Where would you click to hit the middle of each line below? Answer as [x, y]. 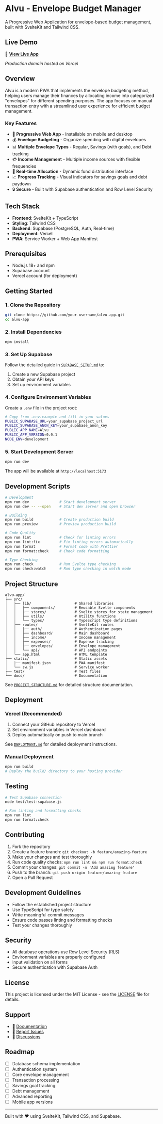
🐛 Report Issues [28, 1031]
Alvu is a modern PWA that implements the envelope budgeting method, [77, 90]
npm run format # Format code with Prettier [62, 546]
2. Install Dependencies [33, 332]
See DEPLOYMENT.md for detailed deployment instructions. [61, 744]
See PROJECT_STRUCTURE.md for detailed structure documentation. [69, 684]
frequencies [24, 166]
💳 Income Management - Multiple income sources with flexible [76, 159]
